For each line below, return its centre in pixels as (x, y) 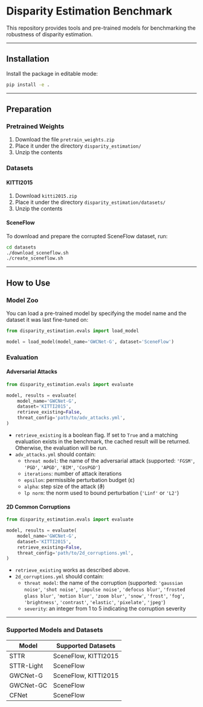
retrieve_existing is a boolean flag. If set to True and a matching (96, 435)
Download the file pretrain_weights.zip (65, 140)
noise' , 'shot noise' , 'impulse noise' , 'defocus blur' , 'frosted (105, 589)
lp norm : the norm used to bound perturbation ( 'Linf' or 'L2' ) (101, 493)
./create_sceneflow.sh (35, 258)
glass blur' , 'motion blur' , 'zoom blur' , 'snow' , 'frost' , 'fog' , (104, 596)
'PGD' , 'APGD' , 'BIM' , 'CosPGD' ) (62, 467)
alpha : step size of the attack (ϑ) (64, 486)
